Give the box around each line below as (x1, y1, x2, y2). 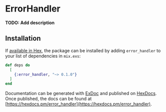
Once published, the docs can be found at (5, 96, 92, 102)
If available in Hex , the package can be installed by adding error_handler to (5, 47, 161, 53)
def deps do (5, 62, 30, 68)
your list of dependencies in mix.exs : (5, 53, 81, 59)
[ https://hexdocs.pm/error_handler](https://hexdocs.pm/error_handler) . (5, 101, 152, 107)
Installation (5, 34, 41, 43)
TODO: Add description (5, 20, 55, 26)
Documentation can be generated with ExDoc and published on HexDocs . (5, 90, 157, 96)
